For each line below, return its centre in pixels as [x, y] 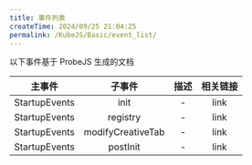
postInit [124, 147]
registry [125, 118]
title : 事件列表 [37, 18]
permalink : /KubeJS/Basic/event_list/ [83, 35]
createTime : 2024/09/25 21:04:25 [73, 26]
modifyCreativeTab [124, 132]
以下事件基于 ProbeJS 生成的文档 [72, 62]
